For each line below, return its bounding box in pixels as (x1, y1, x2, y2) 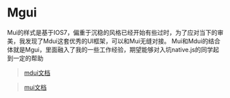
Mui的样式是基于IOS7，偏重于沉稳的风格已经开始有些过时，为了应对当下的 (7, 28, 218, 36)
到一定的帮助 (7, 53, 43, 62)
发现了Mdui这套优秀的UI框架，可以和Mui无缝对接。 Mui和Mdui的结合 (25, 36, 221, 45)
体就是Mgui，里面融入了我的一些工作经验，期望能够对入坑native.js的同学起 (7, 45, 220, 53)
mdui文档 (23, 69, 51, 77)
